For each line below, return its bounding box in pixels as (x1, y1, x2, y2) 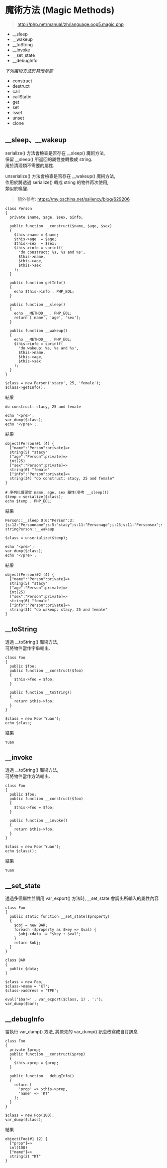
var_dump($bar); (5, 1001, 39, 1006)
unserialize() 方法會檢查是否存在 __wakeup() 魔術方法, (5, 173, 115, 179)
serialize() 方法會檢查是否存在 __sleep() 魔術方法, (5, 150, 105, 156)
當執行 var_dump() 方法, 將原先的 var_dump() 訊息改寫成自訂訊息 (5, 1029, 138, 1034)
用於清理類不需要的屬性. (5, 163, 55, 168)
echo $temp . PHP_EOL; (5, 499, 52, 503)
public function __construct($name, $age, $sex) (9, 223, 112, 228)
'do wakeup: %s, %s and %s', (18, 345, 79, 350)
